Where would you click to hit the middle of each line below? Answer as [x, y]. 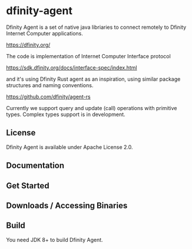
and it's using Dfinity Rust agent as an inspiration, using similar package [93, 79]
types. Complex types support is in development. [66, 114]
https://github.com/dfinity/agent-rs [49, 97]
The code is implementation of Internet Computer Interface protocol [88, 56]
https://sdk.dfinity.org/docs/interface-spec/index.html [72, 67]
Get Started [28, 186]
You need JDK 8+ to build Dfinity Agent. [54, 240]
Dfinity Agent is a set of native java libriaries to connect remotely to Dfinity [96, 27]
